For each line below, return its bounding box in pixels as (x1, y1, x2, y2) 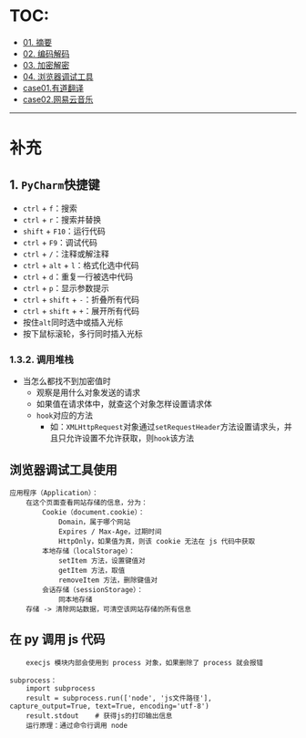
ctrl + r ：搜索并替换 (22, 213, 102, 224)
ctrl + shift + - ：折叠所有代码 (22, 294, 139, 305)
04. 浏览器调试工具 (22, 70, 94, 82)
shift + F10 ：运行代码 (22, 225, 107, 236)
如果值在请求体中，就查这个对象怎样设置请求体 (36, 399, 212, 410)
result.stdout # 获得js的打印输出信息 (25, 711, 173, 721)
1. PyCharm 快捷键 (9, 177, 100, 192)
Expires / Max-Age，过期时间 (57, 527, 162, 536)
